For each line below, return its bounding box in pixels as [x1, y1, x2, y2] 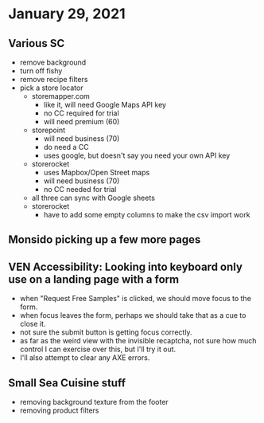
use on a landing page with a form [8, 272, 180, 286]
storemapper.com [31, 92, 90, 100]
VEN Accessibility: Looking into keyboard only [8, 260, 243, 273]
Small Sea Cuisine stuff [8, 376, 126, 390]
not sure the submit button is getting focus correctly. [19, 327, 192, 337]
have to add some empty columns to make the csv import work [43, 210, 250, 219]
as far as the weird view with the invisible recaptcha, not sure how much [19, 336, 257, 346]
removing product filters [19, 405, 99, 415]
